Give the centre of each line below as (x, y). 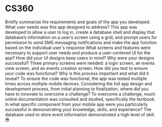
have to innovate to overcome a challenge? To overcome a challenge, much (80, 94)
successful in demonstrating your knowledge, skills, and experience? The (78, 109)
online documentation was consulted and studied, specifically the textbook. (80, 99)
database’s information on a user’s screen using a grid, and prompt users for (81, 37)
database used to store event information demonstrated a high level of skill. (80, 114)
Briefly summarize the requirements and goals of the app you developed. (78, 22)
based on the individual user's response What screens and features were (78, 48)
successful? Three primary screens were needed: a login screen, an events (80, 63)
